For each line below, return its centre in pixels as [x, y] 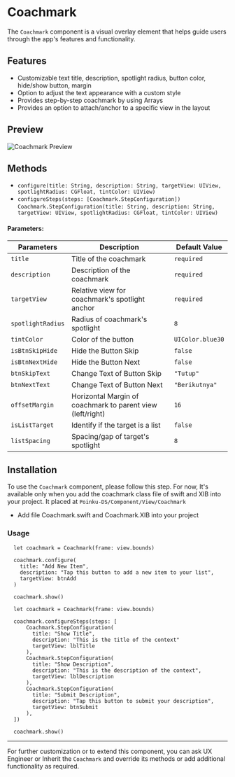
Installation [32, 470]
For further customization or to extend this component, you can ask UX [110, 751]
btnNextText [31, 385]
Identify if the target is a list [116, 425]
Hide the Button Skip [105, 351]
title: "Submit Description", [76, 695]
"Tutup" [186, 373]
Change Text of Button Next [117, 384]
